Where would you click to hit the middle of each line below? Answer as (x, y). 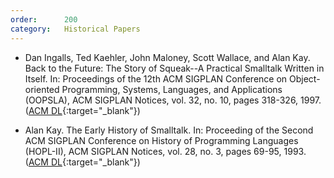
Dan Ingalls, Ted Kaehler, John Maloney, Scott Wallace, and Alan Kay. (167, 57)
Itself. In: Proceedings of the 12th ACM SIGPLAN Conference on (156, 78)
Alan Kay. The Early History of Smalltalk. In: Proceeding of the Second (169, 130)
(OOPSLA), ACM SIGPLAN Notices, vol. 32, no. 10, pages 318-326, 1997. (173, 100)
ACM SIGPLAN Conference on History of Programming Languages (161, 140)
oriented (42, 89)
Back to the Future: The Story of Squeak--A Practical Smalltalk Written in (174, 68)
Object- (305, 78)
